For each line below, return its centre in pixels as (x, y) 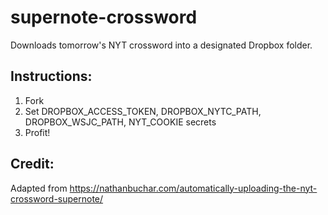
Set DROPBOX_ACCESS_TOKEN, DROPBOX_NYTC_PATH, (143, 111)
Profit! (37, 132)
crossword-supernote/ (57, 198)
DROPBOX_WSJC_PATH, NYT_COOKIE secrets (120, 122)
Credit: (32, 164)
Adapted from (39, 188)
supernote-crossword (104, 17)
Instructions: (51, 76)
